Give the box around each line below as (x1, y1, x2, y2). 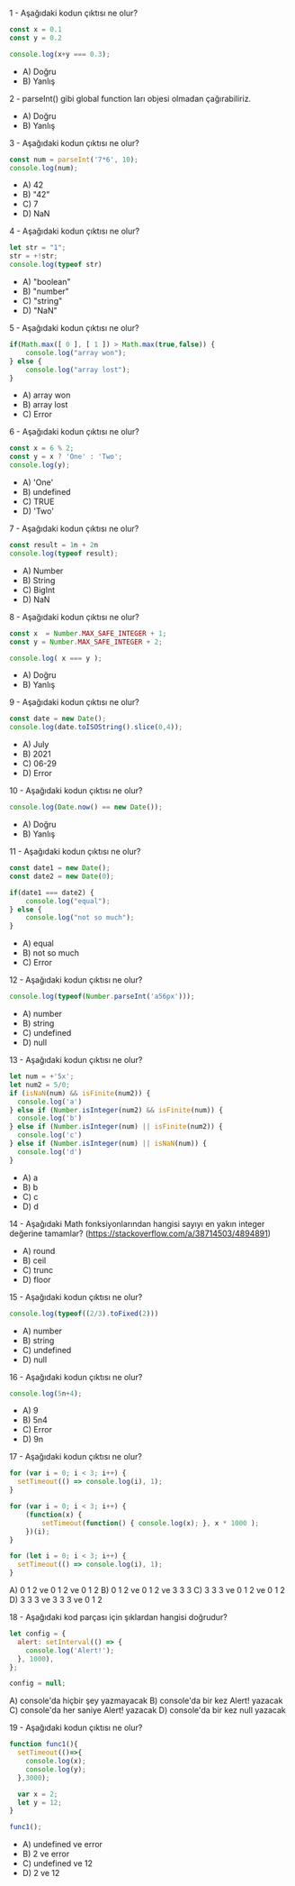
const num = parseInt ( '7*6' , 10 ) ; (9, 155, 139, 164)
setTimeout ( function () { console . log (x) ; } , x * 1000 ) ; (41, 1518, 260, 1527)
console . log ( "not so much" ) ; (25, 913, 135, 922)
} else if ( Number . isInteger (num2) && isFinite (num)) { (9, 1105, 223, 1114)
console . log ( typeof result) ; (9, 549, 119, 558)
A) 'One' (22, 477, 54, 488)
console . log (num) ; (9, 163, 78, 172)
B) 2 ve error (22, 1848, 70, 1860)
